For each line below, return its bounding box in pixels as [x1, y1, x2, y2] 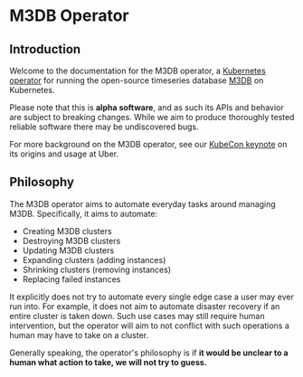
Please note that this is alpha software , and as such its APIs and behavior [9, 102, 284, 113]
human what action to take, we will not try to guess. [9, 356, 208, 367]
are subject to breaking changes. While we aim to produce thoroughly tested [9, 112, 295, 122]
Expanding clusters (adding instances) [22, 254, 166, 265]
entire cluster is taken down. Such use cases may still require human [9, 310, 265, 321]
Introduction [9, 42, 81, 57]
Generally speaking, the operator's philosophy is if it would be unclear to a [9, 347, 289, 358]
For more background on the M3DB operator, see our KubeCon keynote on [9, 139, 288, 149]
